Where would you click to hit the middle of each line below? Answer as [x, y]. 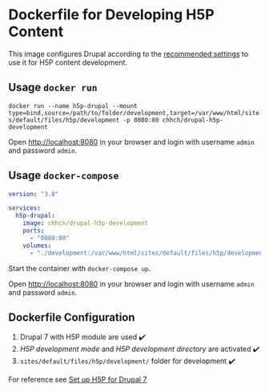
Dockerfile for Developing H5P [111, 15]
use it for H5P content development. [68, 62]
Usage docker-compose [64, 176]
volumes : [37, 246]
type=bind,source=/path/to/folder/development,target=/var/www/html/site [134, 113]
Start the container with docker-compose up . [80, 268]
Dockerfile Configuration [72, 317]
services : [25, 208]
